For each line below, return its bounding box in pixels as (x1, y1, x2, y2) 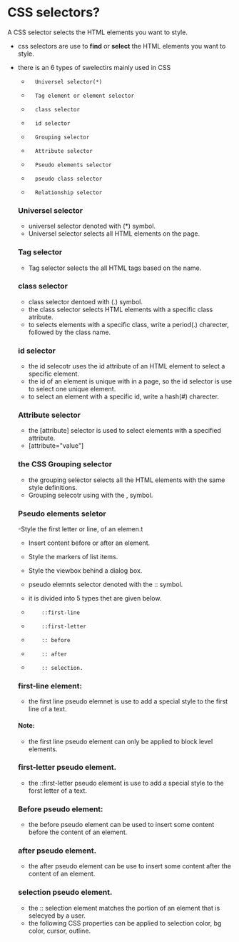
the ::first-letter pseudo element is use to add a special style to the (28, 778, 224, 787)
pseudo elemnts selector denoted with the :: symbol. (28, 580, 183, 589)
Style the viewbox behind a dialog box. (28, 566, 143, 575)
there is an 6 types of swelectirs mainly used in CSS (17, 63, 171, 71)
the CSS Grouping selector (17, 459, 113, 469)
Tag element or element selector (34, 92, 134, 99)
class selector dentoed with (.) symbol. (28, 297, 143, 306)
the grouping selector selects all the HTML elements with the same (28, 476, 225, 484)
